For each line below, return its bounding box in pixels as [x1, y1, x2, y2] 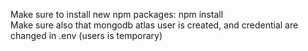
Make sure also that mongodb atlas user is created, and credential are [10, 19, 299, 31]
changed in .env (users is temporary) [10, 30, 163, 41]
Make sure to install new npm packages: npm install [10, 9, 224, 20]
